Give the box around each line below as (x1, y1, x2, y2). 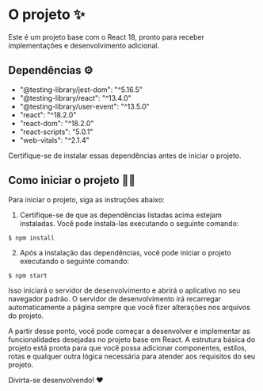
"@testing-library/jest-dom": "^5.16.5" (19, 85, 143, 94)
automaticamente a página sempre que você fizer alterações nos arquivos (8, 302, 251, 312)
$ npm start (8, 271, 48, 279)
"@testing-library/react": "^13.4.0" (19, 93, 132, 102)
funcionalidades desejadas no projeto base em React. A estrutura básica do (8, 335, 256, 344)
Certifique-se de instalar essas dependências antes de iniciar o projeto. (8, 151, 242, 160)
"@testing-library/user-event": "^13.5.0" (19, 102, 151, 111)
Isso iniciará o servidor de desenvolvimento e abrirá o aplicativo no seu (8, 286, 241, 295)
